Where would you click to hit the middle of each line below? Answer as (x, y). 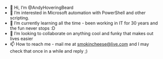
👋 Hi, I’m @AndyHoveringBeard (41, 8)
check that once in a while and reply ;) (49, 51)
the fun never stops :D (32, 28)
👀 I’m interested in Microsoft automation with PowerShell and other (78, 13)
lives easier (21, 39)
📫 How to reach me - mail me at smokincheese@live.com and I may (79, 44)
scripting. (20, 18)
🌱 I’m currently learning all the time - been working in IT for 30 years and (84, 23)
